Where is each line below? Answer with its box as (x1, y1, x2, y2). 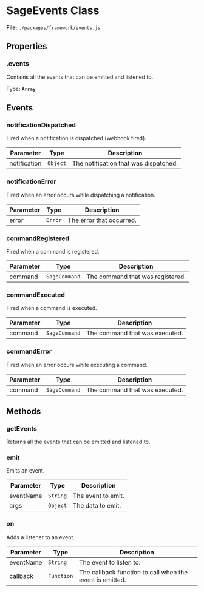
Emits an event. (6, 467, 45, 474)
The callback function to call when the (78, 568, 188, 576)
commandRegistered (6, 234, 70, 243)
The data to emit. (72, 502, 121, 510)
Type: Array (6, 85, 36, 92)
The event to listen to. (78, 558, 141, 567)
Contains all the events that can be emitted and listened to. (6, 73, 154, 81)
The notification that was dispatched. (72, 159, 178, 167)
